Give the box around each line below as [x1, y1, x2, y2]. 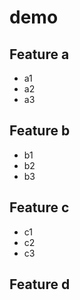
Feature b [9, 122, 71, 140]
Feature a [9, 46, 70, 63]
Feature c [9, 199, 70, 216]
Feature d [9, 276, 71, 293]
